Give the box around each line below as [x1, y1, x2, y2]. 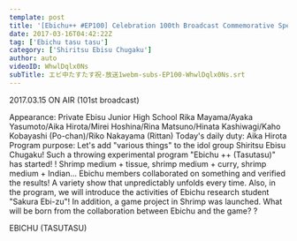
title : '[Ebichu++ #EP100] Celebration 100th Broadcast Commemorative [9, 21, 275, 30]
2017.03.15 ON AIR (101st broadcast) [9, 94, 140, 105]
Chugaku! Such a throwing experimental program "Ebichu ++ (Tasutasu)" [9, 149, 276, 160]
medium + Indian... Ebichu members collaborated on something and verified [9, 168, 286, 178]
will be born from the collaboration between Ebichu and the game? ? [9, 205, 258, 216]
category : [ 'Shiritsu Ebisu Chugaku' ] [9, 46, 152, 55]
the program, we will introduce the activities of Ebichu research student [9, 186, 270, 197]
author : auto [9, 54, 57, 63]
